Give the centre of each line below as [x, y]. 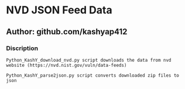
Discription [22, 48]
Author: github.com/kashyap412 [67, 32]
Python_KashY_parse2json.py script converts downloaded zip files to [93, 75]
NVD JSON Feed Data [59, 10]
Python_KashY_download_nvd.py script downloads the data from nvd [89, 60]
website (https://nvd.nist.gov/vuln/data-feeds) [66, 65]
